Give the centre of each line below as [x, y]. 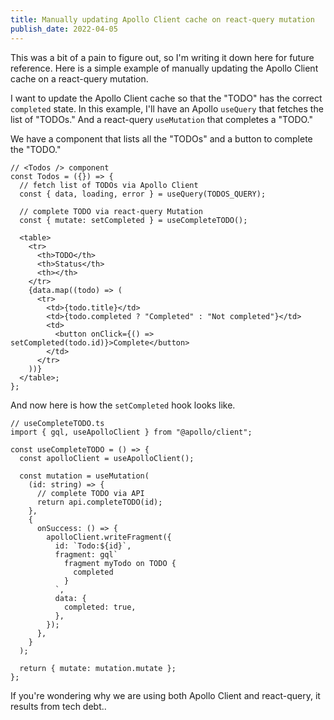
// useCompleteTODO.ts [57, 423]
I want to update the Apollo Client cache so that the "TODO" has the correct [166, 98]
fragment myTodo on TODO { [120, 563]
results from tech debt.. [58, 706]
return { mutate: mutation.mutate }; [98, 668]
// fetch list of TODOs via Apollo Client [109, 185]
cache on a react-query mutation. [79, 78]
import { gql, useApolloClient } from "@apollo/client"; [131, 432]
